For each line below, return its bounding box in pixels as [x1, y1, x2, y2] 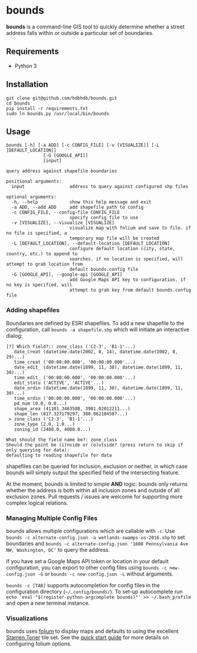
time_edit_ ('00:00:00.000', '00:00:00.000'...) [14, 374, 136, 380]
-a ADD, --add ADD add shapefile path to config [11, 205, 144, 211]
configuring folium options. [6, 640, 72, 648]
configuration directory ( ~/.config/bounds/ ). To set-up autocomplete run [6, 588, 183, 595]
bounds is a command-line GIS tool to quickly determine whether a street [6, 23, 185, 30]
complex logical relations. [6, 499, 68, 506]
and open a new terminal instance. [6, 599, 90, 606]
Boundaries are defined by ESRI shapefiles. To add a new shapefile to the [6, 319, 185, 326]
